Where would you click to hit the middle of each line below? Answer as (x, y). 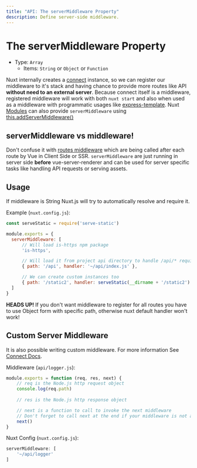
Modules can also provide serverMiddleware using (67, 111)
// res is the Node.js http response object (72, 400)
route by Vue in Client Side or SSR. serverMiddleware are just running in (92, 156)
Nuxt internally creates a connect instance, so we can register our (86, 80)
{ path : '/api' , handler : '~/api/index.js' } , (79, 267)
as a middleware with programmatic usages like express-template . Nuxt (93, 105)
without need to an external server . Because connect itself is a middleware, (98, 92)
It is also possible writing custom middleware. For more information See (93, 349)
